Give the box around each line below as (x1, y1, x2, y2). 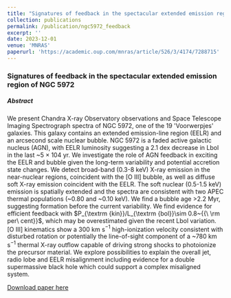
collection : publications (7, 17, 81, 23)
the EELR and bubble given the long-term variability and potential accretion (7, 158, 220, 166)
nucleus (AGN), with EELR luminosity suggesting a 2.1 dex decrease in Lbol (7, 143, 219, 151)
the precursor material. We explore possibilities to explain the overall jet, (7, 248, 212, 257)
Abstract (7, 97, 33, 105)
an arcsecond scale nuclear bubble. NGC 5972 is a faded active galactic (7, 136, 212, 145)
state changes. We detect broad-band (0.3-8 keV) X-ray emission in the (7, 165, 211, 173)
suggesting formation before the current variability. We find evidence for (7, 202, 212, 210)
